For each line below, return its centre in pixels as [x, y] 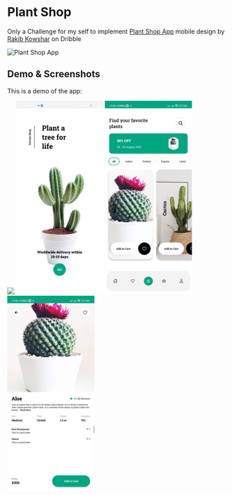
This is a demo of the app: [45, 91]
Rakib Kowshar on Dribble [44, 38]
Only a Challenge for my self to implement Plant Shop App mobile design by [116, 31]
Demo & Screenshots [54, 74]
